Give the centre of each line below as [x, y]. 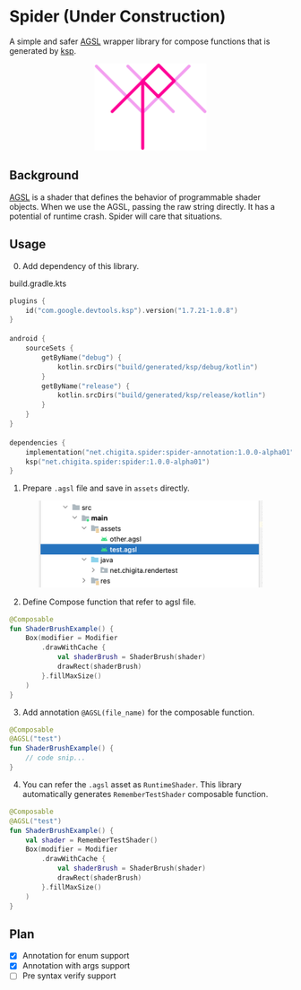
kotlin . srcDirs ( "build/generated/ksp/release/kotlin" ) [162, 395]
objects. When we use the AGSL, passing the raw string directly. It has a [142, 206]
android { [28, 339]
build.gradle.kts [38, 283]
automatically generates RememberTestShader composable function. [145, 794]
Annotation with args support [76, 966]
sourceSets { [50, 348]
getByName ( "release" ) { [86, 386]
